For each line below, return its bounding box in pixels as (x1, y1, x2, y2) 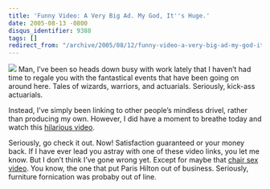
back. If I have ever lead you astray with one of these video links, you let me (8, 147, 260, 156)
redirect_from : (8, 42, 59, 50)
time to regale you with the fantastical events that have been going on (8, 73, 239, 82)
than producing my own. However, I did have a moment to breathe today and (8, 114, 262, 124)
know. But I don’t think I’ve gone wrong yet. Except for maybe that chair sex (8, 155, 259, 165)
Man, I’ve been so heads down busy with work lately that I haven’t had (18, 65, 252, 74)
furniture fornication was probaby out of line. (8, 172, 157, 182)
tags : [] (8, 34, 38, 42)
